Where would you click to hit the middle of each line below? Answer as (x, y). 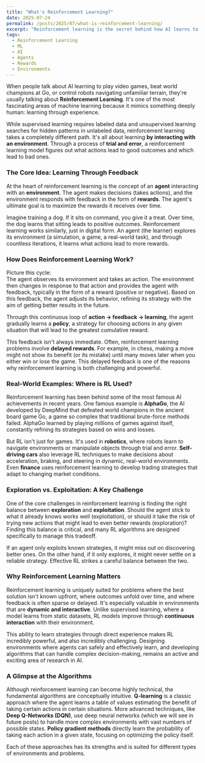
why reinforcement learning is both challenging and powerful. (84, 367)
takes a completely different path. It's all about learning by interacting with (101, 137)
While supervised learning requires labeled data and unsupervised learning (101, 124)
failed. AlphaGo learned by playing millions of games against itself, (90, 423)
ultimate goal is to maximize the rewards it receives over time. (84, 205)
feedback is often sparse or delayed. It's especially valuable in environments (103, 603)
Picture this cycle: (29, 272)
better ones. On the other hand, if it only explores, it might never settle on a (101, 554)
